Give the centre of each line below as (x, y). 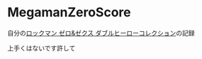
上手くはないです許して (41, 48)
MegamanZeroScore (69, 12)
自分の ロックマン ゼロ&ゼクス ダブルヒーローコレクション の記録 (101, 33)
